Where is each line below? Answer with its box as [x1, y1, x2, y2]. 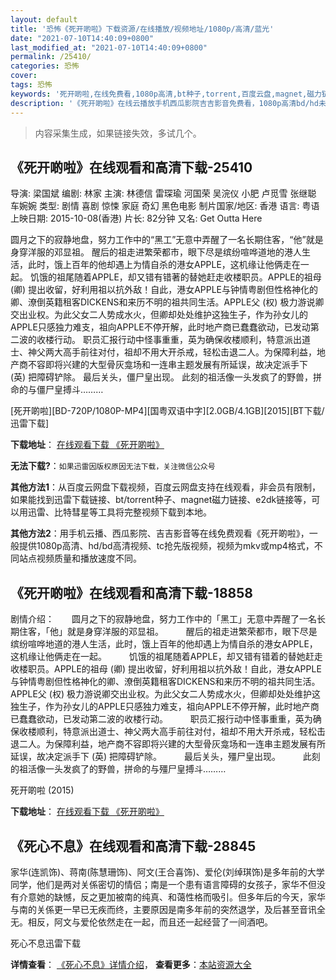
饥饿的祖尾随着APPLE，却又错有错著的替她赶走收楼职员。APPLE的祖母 [29, 271, 322, 283]
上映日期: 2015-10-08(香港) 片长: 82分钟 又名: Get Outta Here [10, 212, 263, 225]
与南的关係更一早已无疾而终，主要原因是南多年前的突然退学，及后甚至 [10, 903, 300, 915]
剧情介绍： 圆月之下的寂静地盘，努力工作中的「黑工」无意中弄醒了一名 [10, 613, 317, 625]
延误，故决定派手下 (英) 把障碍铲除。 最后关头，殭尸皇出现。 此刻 [10, 751, 321, 763]
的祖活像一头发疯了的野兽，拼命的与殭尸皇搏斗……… [10, 763, 227, 775]
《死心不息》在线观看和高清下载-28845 [10, 837, 257, 855]
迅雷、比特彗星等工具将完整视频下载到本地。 [27, 506, 212, 518]
